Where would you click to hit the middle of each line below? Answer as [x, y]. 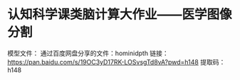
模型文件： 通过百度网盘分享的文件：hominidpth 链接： [88, 53]
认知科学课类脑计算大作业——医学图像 [120, 15]
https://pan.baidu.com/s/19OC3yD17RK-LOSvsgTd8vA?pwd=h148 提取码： [116, 62]
